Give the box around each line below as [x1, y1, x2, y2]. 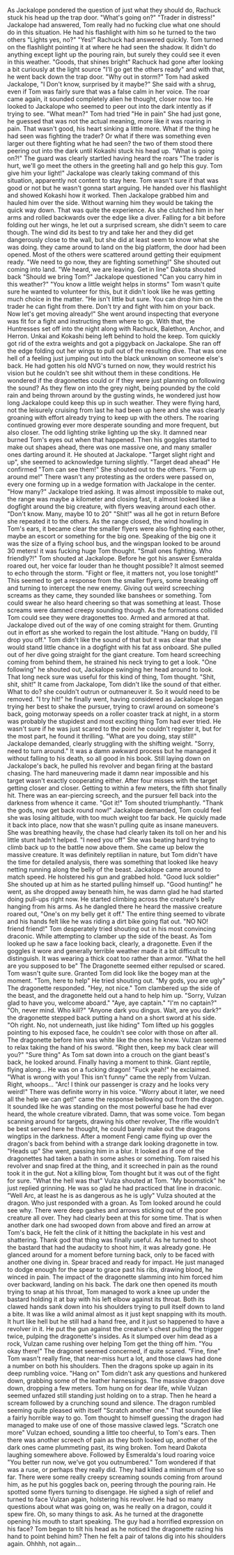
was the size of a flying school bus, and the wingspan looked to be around [7, 540, 221, 547]
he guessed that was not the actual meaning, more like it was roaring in [7, 117, 212, 125]
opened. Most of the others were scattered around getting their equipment [7, 250, 221, 259]
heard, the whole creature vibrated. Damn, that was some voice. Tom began [7, 1110, 225, 1118]
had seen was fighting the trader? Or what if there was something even [7, 132, 211, 140]
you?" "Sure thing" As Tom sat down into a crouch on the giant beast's [7, 1051, 210, 1059]
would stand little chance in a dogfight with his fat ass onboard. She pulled [7, 643, 221, 651]
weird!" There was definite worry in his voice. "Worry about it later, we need [7, 1088, 225, 1095]
